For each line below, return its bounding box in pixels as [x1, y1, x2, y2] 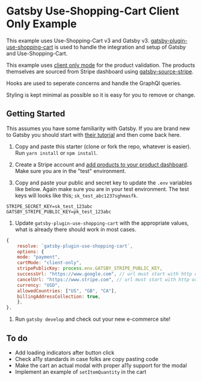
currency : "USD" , [17, 282, 61, 288]
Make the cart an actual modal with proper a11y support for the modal [14, 362, 188, 369]
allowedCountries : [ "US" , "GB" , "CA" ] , [17, 288, 117, 294]
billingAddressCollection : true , [17, 294, 101, 300]
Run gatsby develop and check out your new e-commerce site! [14, 315, 171, 323]
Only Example [6, 17, 77, 31]
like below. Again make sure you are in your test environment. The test [14, 185, 189, 192]
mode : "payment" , [17, 254, 61, 260]
